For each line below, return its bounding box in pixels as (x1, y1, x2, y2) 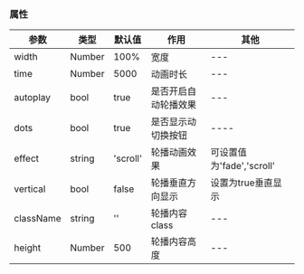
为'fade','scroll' (210, 160, 276, 173)
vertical (14, 183, 46, 195)
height (14, 241, 42, 254)
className (14, 213, 62, 225)
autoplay (14, 91, 52, 104)
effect (14, 152, 39, 165)
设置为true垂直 (210, 176, 273, 189)
